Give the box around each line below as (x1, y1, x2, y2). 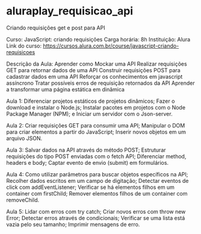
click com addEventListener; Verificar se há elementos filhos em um (6, 183, 175, 191)
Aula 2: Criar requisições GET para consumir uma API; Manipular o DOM (6, 122, 185, 129)
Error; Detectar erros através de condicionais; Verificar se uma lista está (6, 214, 185, 221)
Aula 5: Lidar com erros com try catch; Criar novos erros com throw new (6, 208, 186, 215)
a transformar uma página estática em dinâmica (6, 85, 125, 93)
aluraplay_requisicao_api (6, 4, 134, 18)
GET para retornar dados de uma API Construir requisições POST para (6, 66, 181, 73)
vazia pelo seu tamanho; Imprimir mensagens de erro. (6, 221, 140, 228)
